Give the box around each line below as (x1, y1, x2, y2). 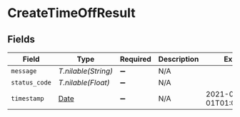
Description (158, 55, 199, 64)
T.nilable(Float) (58, 78, 111, 87)
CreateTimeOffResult (7, 5, 136, 21)
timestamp (11, 94, 44, 102)
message (11, 67, 37, 75)
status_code (11, 79, 52, 87)
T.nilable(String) (58, 66, 113, 76)
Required (119, 55, 151, 64)
